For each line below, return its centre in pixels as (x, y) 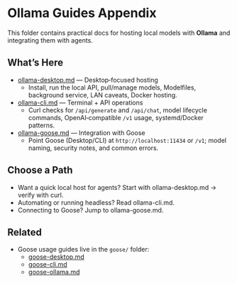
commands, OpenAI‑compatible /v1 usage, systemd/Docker (116, 117)
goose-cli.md (48, 265)
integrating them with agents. (50, 40)
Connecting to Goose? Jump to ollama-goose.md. (90, 210)
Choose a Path (40, 170)
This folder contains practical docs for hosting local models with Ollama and (119, 33)
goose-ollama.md (54, 272)
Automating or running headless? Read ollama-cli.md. (96, 202)
